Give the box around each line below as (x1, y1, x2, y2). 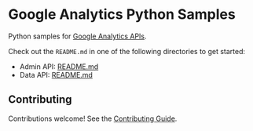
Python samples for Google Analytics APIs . (8, 31, 147, 41)
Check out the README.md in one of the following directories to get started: (8, 46, 246, 56)
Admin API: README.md (19, 61, 99, 71)
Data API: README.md (19, 70, 93, 79)
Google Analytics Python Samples (8, 5, 236, 24)
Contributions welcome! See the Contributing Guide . (8, 114, 178, 123)
